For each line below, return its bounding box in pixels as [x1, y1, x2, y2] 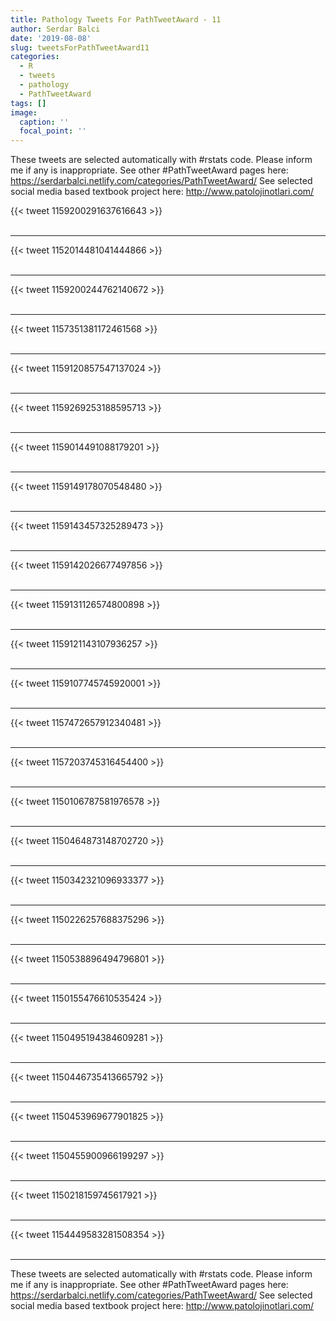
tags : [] [10, 98, 47, 108]
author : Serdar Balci [10, 24, 101, 34]
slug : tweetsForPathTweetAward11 [10, 42, 150, 53]
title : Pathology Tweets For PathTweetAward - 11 [10, 14, 222, 25]
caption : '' [19, 117, 70, 127]
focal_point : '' [19, 126, 87, 136]
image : [10, 107, 38, 118]
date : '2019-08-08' [10, 33, 92, 43]
